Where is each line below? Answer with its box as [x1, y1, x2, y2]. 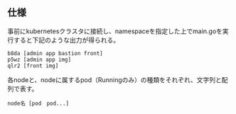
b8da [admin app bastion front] [7, 50, 103, 57]
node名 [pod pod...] [7, 100, 70, 107]
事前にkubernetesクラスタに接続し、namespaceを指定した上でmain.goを [7, 27, 222, 35]
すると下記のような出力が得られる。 [13, 35, 119, 44]
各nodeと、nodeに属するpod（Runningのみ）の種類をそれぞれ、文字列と [7, 75, 222, 84]
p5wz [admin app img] [7, 56, 72, 63]
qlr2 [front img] [7, 62, 59, 69]
